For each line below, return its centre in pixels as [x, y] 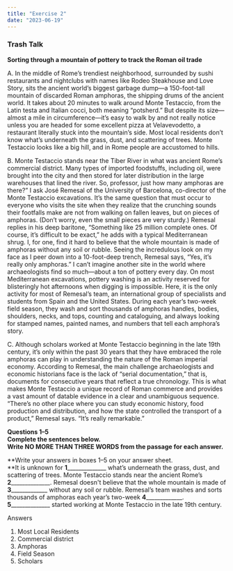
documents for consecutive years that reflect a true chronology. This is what [117, 381]
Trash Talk [25, 45]
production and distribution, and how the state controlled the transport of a [114, 411]
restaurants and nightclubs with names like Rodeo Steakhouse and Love [110, 80]
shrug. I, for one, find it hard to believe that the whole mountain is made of [113, 242]
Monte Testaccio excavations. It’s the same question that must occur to [109, 197]
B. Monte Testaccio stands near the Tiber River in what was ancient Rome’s [115, 160]
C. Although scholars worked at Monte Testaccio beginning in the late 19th [114, 344]
